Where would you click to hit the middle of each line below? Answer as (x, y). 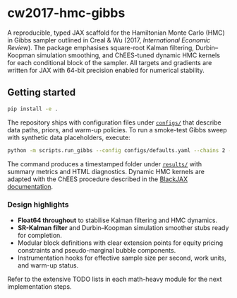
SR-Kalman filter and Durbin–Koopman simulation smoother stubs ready (123, 227)
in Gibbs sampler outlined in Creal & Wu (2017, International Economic (109, 40)
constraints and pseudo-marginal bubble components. (97, 250)
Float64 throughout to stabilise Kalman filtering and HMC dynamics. (117, 220)
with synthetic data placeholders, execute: (69, 137)
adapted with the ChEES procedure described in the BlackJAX (98, 179)
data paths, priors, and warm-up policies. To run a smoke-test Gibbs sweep (117, 130)
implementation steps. (39, 286)
